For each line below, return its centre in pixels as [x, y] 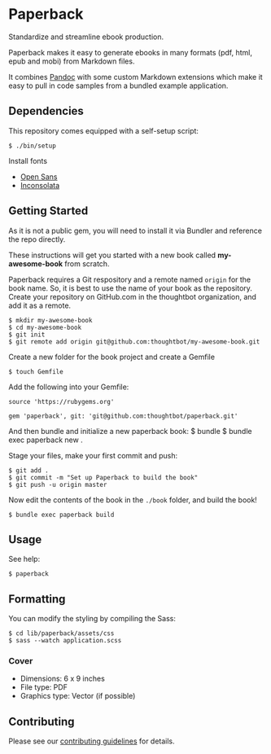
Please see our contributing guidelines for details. [92, 741]
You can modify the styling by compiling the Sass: [92, 619]
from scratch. [87, 263]
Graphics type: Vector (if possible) [78, 696]
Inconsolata [40, 185]
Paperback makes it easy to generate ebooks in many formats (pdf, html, [130, 52]
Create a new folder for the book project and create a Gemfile [112, 357]
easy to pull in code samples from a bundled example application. [118, 85]
